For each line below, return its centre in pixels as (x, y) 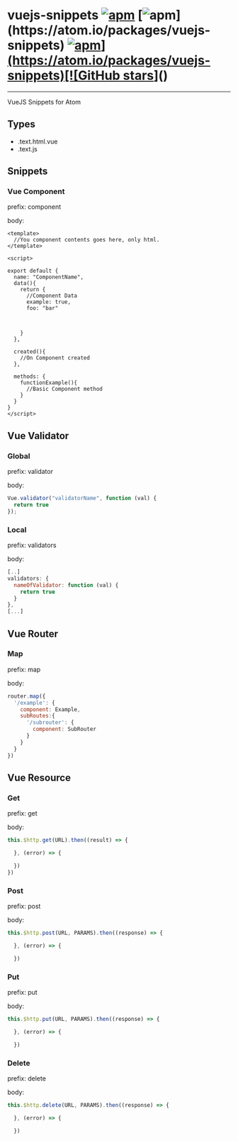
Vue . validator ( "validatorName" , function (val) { (82, 498)
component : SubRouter (65, 729)
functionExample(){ (49, 383)
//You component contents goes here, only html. (87, 240)
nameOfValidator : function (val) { (66, 585)
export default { (33, 271)
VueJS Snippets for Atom (44, 102)
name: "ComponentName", (49, 277)
